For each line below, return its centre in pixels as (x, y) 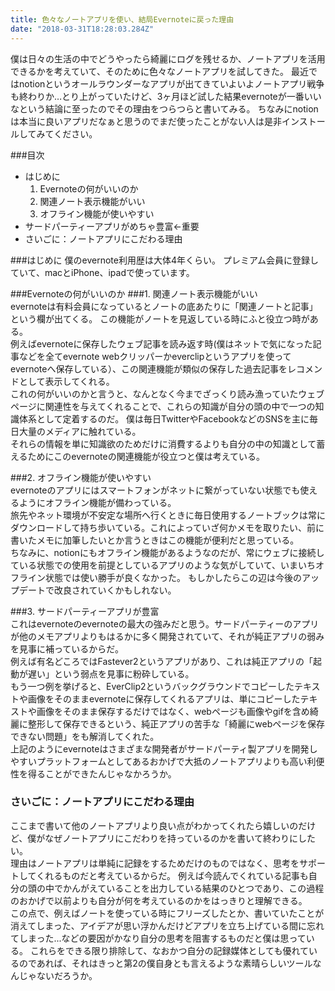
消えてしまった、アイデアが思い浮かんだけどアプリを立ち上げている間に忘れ (167, 925)
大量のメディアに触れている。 (80, 431)
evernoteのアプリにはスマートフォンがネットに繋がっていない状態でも (155, 490)
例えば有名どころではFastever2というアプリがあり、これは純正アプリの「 (162, 661)
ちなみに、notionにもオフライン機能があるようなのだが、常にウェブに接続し (167, 552)
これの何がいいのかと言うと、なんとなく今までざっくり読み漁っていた (154, 393)
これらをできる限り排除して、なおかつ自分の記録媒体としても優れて (169, 950)
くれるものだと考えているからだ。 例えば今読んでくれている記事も (172, 875)
